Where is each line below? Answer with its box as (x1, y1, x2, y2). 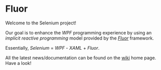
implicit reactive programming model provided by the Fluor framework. (5, 35, 154, 41)
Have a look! (5, 60, 32, 66)
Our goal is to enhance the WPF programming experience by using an (5, 29, 152, 36)
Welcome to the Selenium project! (5, 20, 76, 26)
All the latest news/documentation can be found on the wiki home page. (5, 54, 156, 61)
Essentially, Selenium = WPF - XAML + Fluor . (5, 45, 100, 51)
